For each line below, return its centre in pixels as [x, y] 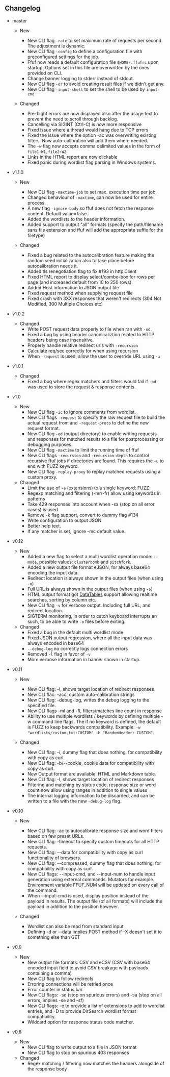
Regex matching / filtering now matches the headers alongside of [96, 1063]
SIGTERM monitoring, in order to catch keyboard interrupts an [92, 616]
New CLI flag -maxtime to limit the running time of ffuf [83, 450]
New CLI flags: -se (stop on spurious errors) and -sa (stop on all [95, 995]
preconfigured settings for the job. [63, 57]
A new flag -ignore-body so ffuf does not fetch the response [90, 208]
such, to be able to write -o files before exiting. [76, 621]
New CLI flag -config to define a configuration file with [85, 51]
